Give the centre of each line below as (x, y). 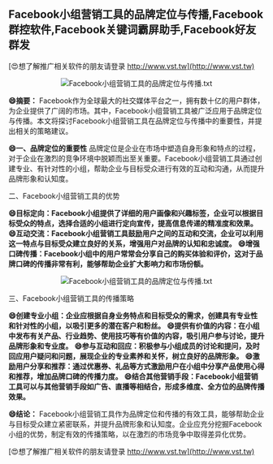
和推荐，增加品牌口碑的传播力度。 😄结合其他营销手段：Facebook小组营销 (133, 376)
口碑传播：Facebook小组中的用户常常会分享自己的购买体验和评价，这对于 (132, 253)
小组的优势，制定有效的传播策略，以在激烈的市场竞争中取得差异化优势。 (129, 434)
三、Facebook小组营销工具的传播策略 (71, 298)
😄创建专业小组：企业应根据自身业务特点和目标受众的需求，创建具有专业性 (133, 316)
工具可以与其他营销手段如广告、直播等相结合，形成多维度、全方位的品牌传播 (136, 386)
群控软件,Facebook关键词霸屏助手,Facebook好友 (132, 30)
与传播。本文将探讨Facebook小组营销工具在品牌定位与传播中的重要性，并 (132, 121)
